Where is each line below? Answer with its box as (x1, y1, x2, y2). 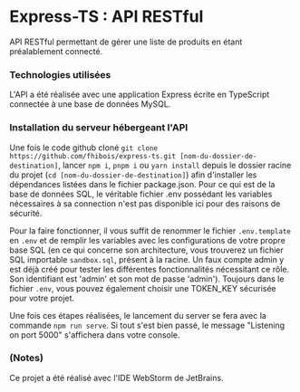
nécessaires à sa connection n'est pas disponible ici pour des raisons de (9, 197, 281, 209)
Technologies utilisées (9, 68, 111, 81)
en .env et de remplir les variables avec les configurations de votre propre (9, 234, 285, 245)
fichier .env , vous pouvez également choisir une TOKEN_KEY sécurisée (9, 282, 276, 293)
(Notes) (9, 351, 44, 364)
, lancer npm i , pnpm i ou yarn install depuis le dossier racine (57, 159, 292, 170)
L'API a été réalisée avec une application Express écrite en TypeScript (9, 89, 270, 100)
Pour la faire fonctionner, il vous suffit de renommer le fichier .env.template (9, 225, 292, 236)
